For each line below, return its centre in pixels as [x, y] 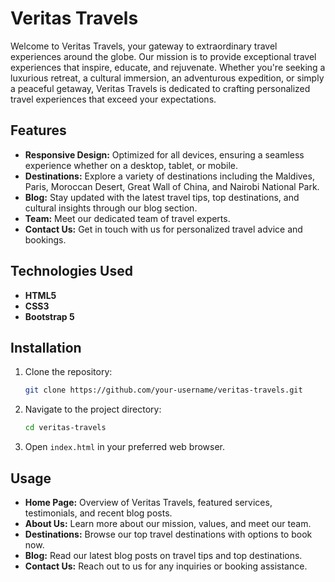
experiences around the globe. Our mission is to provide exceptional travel [163, 56]
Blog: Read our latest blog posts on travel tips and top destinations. [163, 555]
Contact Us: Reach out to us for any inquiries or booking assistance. [166, 566]
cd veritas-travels [65, 428]
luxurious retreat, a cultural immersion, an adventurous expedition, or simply [167, 78]
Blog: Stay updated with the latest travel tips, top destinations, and [162, 197]
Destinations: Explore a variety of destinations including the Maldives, [169, 176]
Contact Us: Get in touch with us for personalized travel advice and [163, 229]
